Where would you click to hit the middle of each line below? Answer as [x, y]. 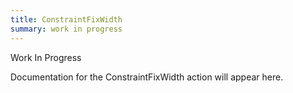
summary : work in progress [66, 29]
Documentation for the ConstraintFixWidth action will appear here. [147, 77]
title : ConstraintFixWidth [66, 19]
